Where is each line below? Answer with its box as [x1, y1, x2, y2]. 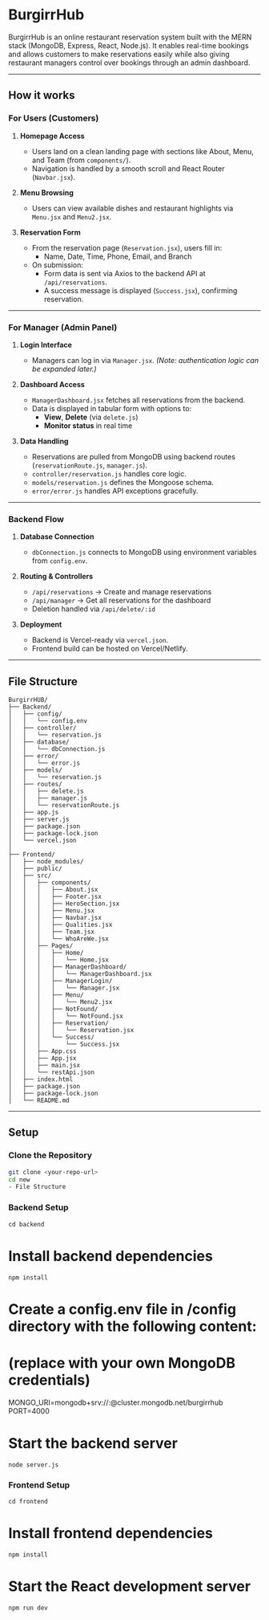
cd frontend [8, 1497, 48, 1505]
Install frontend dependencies [8, 1524, 214, 1543]
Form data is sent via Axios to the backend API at [43, 268, 206, 278]
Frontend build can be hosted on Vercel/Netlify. [31, 644, 188, 654]
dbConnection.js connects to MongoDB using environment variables [31, 548, 258, 557]
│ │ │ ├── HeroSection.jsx [8, 900, 120, 908]
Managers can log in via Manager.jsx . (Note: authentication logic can [31, 355, 259, 365]
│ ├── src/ [8, 871, 52, 880]
